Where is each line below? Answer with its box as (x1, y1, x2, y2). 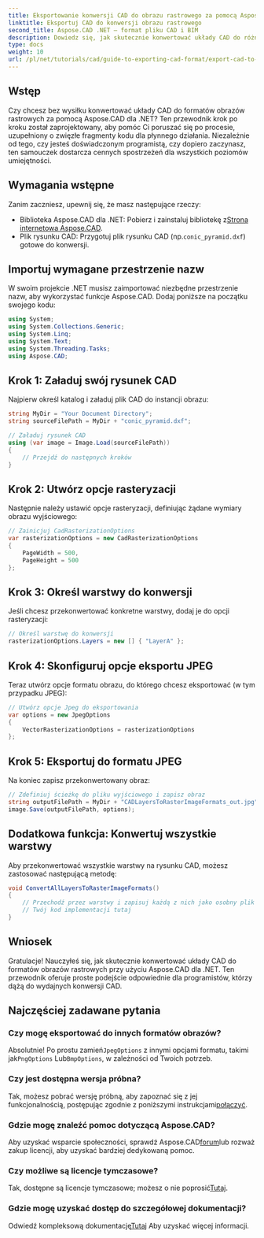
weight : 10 (8, 48, 44, 56)
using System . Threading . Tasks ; (8, 344, 111, 353)
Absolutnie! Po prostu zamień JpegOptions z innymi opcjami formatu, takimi (8, 1045, 249, 1055)
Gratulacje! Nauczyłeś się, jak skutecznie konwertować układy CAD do (8, 956, 237, 966)
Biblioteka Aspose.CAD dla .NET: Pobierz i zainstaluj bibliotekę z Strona (19, 214, 249, 224)
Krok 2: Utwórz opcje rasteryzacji (8, 482, 177, 496)
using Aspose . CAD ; (8, 352, 68, 360)
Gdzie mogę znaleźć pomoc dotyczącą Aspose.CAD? (8, 1119, 215, 1130)
